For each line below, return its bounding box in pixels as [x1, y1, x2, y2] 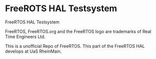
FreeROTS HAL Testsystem [5, 3, 117, 14]
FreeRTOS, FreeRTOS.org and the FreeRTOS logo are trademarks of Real [5, 28, 152, 34]
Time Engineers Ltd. [5, 34, 45, 39]
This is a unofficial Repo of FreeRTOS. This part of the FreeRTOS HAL [5, 43, 145, 49]
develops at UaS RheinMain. [5, 48, 62, 54]
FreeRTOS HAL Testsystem [5, 19, 60, 25]
